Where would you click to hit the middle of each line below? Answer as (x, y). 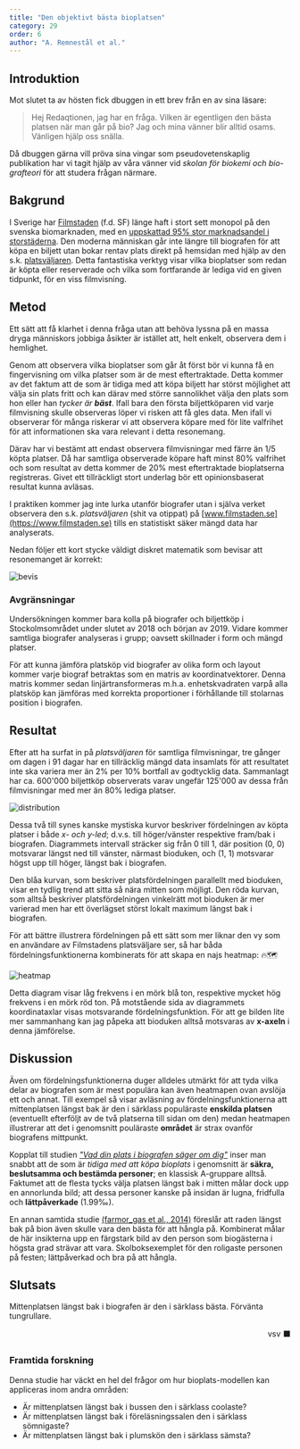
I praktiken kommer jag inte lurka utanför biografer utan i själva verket (137, 504)
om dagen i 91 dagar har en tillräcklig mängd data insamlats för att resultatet (149, 762)
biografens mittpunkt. (49, 1137)
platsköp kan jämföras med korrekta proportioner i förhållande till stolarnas (146, 693)
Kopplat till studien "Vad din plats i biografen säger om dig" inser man (137, 1154)
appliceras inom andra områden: (69, 1389)
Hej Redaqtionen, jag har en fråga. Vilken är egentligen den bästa (151, 118)
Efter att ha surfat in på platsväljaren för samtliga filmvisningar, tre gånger (145, 752)
